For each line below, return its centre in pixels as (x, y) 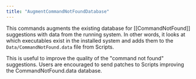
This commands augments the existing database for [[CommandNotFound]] (98, 28)
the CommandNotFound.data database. (54, 70)
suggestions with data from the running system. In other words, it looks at (96, 34)
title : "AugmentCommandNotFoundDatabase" (58, 11)
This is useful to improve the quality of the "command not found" (85, 58)
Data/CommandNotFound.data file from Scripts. (60, 47)
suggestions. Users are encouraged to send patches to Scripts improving (95, 64)
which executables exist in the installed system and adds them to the (90, 40)
